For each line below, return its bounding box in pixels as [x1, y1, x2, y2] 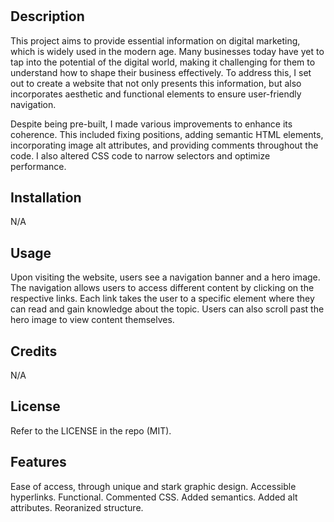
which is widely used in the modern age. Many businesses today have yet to [10, 45, 325, 57]
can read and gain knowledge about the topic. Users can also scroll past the [10, 303, 325, 315]
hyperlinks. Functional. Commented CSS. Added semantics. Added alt [10, 491, 298, 503]
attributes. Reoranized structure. [10, 501, 144, 513]
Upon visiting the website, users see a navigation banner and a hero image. [10, 271, 321, 283]
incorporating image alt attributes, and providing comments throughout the [10, 139, 319, 151]
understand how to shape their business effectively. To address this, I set [10, 66, 312, 78]
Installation [10, 189, 82, 206]
